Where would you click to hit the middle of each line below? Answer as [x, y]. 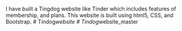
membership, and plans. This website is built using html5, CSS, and [89, 15]
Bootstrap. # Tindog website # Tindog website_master [72, 22]
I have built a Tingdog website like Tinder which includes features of [91, 9]
